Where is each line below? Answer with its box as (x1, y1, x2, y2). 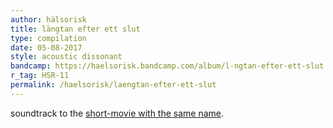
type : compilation (10, 33, 87, 43)
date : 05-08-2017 (10, 42, 83, 53)
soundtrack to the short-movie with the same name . (10, 107, 225, 119)
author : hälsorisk (10, 14, 87, 25)
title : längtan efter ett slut (10, 24, 141, 34)
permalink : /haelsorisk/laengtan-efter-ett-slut (10, 80, 217, 90)
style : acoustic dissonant (10, 52, 123, 62)
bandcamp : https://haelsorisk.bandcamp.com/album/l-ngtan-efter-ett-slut (10, 61, 325, 71)
